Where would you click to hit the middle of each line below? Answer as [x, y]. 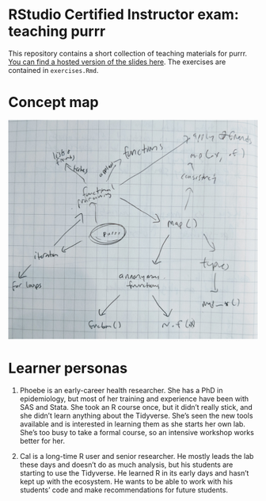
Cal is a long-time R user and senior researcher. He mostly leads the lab [137, 456]
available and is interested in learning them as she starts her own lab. [132, 424]
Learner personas [68, 368]
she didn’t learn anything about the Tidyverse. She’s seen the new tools [136, 415]
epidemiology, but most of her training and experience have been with [134, 399]
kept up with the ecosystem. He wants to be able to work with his [126, 481]
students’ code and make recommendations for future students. [123, 490]
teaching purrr [57, 31]
